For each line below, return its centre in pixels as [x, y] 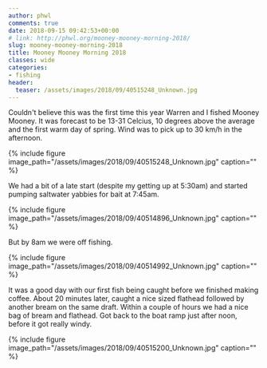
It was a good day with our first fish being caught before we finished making [133, 290]
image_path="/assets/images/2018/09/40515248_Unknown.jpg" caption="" [133, 162]
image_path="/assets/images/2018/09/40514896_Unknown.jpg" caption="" [133, 218]
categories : [28, 68]
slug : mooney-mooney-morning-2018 [66, 46]
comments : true [33, 23]
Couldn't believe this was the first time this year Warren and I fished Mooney [134, 113]
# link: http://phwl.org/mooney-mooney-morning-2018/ [100, 38]
